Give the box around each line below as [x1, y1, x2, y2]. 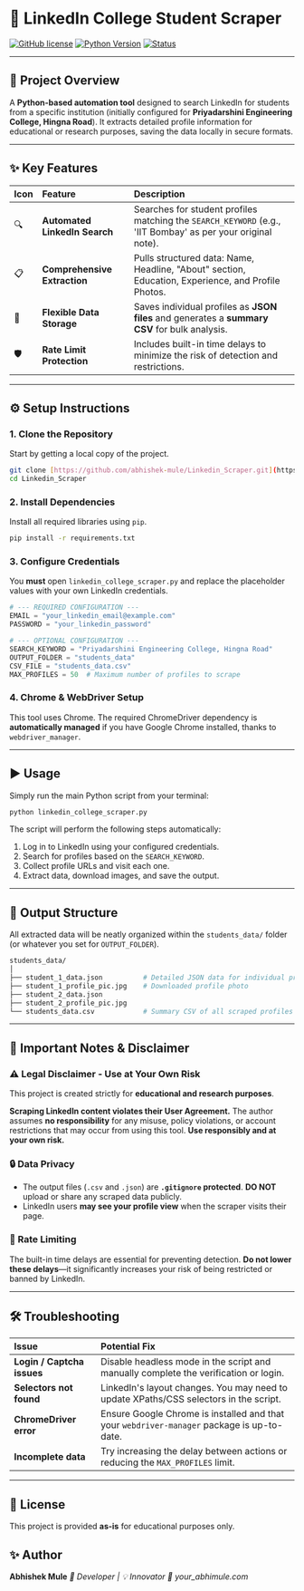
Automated [42, 214, 92, 227]
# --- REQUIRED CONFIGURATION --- [9, 603, 140, 612]
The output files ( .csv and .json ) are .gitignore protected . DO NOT [22, 1181, 277, 1192]
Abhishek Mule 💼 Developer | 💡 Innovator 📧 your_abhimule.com [9, 1571, 249, 1582]
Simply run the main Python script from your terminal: [9, 790, 210, 801]
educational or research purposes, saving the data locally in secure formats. [9, 126, 294, 137]
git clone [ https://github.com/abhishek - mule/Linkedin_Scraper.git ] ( [9, 466, 278, 475]
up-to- [252, 1419, 283, 1432]
